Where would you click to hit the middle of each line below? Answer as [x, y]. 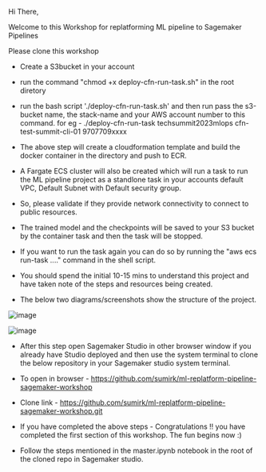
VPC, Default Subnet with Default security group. [101, 188]
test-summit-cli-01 [50, 132]
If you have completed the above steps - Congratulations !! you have [133, 426]
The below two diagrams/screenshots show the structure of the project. [138, 300]
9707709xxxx [105, 132]
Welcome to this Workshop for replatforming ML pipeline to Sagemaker [125, 27]
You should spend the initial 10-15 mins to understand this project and [134, 276]
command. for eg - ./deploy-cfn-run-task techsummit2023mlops [126, 123]
